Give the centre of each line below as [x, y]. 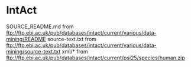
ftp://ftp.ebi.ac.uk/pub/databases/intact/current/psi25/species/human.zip [96, 58]
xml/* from [75, 51]
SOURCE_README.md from [40, 26]
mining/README [26, 39]
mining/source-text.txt [33, 51]
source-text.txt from [72, 39]
